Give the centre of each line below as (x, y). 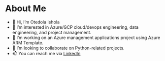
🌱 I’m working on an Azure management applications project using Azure (86, 38)
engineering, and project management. (52, 32)
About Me (26, 9)
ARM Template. (28, 42)
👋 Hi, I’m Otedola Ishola (36, 22)
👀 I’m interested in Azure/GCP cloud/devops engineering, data (75, 27)
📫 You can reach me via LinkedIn (46, 53)
